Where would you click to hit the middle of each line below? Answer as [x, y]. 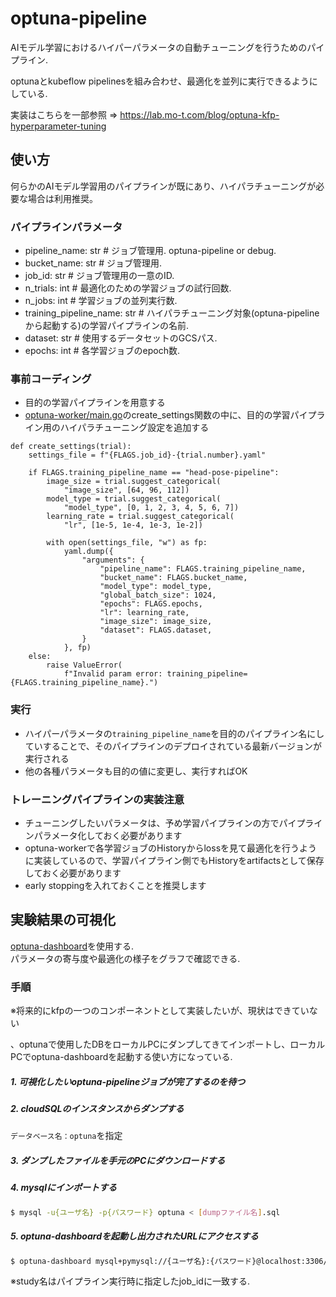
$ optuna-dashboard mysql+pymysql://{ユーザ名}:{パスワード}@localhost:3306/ [169, 1261]
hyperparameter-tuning [58, 126]
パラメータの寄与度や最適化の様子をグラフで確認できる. [125, 958]
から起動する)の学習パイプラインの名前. [106, 326]
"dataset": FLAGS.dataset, [156, 630]
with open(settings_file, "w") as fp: [127, 543]
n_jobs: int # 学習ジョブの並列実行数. [101, 301]
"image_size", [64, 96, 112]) [126, 490]
